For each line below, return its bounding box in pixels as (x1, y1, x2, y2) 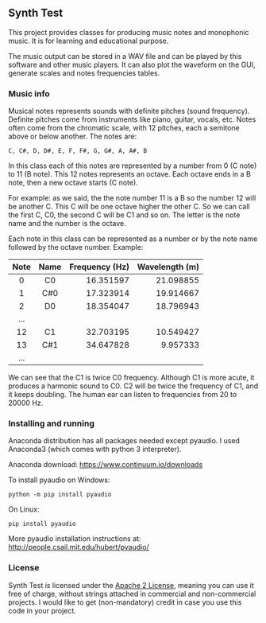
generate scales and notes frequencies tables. (8, 68, 160, 78)
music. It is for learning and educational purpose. (8, 36, 169, 45)
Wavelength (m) (137, 262, 200, 273)
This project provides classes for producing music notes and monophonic (8, 27, 249, 37)
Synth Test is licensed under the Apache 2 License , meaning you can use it (8, 580, 254, 590)
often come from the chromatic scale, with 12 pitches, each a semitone (8, 123, 240, 133)
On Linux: (8, 504, 40, 514)
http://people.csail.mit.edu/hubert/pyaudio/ (8, 543, 149, 552)
